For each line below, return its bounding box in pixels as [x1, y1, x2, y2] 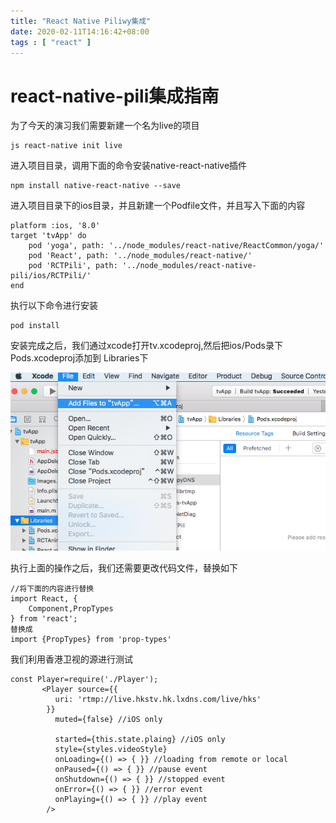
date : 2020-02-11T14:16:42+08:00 [10, 26, 150, 37]
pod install [10, 321, 60, 331]
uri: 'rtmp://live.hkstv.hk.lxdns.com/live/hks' [54, 694, 262, 704]
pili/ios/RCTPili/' [10, 271, 92, 281]
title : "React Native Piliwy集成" [10, 16, 152, 26]
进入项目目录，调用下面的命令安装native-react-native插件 [10, 160, 248, 172]
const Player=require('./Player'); [10, 674, 159, 684]
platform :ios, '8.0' [10, 221, 101, 231]
